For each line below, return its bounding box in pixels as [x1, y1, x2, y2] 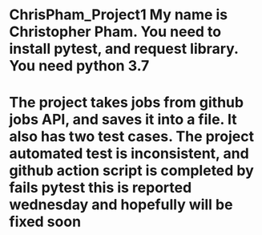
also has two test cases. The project [9, 128, 255, 146]
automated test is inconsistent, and [9, 144, 249, 163]
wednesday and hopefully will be [9, 196, 233, 214]
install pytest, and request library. [9, 40, 239, 58]
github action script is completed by [9, 162, 255, 180]
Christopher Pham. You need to [9, 22, 222, 41]
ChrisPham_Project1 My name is [9, 6, 228, 24]
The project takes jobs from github [9, 94, 244, 111]
